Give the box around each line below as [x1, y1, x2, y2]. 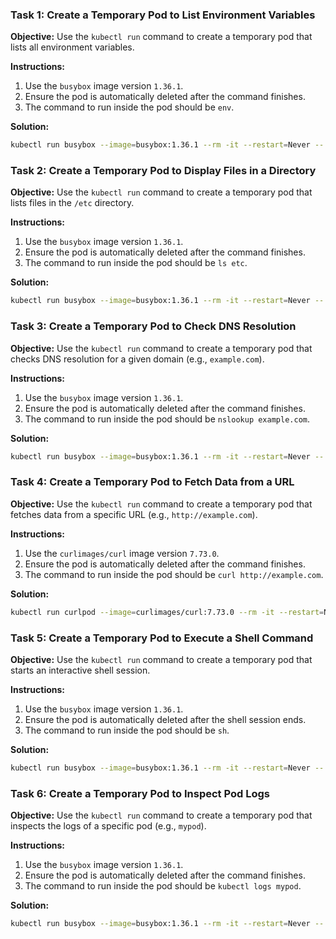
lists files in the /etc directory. [10, 197, 135, 209]
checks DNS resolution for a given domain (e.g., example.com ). [10, 353, 265, 365]
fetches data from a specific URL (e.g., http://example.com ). [10, 508, 258, 520]
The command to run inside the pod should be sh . [24, 724, 230, 736]
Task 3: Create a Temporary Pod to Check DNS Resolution [10, 319, 297, 333]
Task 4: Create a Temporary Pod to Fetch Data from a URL [10, 475, 295, 489]
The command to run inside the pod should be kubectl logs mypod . [24, 880, 302, 892]
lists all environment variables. [10, 41, 135, 53]
